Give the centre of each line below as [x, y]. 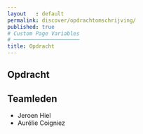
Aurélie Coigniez [41, 123]
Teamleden [32, 99]
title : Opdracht [31, 46]
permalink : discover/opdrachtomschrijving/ [72, 20]
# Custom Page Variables [43, 33]
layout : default [36, 14]
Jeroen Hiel [34, 116]
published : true [31, 27]
